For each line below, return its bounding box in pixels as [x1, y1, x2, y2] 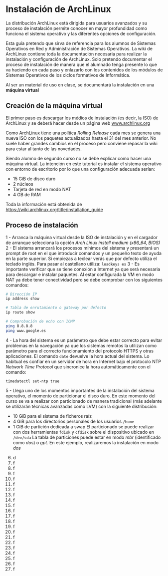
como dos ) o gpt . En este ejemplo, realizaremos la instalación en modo [12, 439, 159, 445]
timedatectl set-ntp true [5, 378, 59, 384]
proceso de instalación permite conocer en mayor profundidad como [5, 25, 148, 31]
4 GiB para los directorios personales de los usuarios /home [12, 418, 134, 424]
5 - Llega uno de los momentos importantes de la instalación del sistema [5, 387, 155, 393]
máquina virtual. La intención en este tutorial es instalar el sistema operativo [5, 161, 162, 167]
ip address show [5, 296, 39, 301]
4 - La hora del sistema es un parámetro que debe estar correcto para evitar [5, 337, 163, 343]
